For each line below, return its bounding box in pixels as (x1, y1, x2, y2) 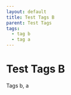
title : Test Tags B (6, 14, 55, 20)
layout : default (6, 8, 47, 15)
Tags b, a (6, 82, 29, 89)
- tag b (11, 31, 31, 37)
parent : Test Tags (6, 20, 52, 26)
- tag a (11, 36, 31, 42)
